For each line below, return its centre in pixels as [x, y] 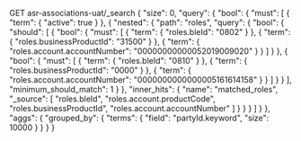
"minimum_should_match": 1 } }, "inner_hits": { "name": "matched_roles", [144, 89]
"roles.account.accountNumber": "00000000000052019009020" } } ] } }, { [149, 51]
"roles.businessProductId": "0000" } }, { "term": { [100, 70]
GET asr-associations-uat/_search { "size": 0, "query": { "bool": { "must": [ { [150, 13]
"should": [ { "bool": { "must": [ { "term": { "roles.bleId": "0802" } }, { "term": [150, 32]
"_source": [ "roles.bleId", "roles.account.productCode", [112, 99]
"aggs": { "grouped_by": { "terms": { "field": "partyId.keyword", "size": [139, 118]
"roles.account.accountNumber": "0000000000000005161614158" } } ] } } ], [150, 79]
